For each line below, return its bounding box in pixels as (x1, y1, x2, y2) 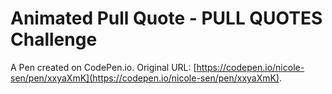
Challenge (10, 28, 98, 51)
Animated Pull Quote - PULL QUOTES (10, 7, 323, 30)
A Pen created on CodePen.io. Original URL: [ (10, 61, 197, 73)
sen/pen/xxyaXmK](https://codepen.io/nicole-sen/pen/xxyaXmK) (10, 72, 280, 84)
